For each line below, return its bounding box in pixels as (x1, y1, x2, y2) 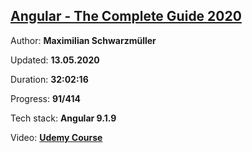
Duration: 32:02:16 (10, 73, 89, 85)
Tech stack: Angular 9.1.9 (10, 112, 117, 124)
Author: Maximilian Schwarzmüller (10, 34, 157, 46)
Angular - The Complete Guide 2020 (10, 8, 242, 25)
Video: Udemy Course (10, 131, 103, 143)
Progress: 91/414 (10, 92, 81, 104)
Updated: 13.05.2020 (10, 54, 100, 66)
